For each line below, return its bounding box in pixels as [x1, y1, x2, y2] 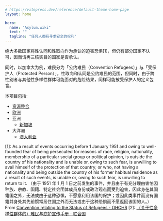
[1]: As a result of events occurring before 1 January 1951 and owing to [5, 144, 146, 149]
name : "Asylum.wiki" [9, 25, 51, 30]
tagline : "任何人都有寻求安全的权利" [9, 34, 77, 39]
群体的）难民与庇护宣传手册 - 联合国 [13, 211, 86, 217]
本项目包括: [5, 93, 28, 99]
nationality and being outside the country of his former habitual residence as [5, 169, 158, 175]
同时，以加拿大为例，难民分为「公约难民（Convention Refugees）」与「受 [5, 64, 153, 70]
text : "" [9, 30, 27, 35]
